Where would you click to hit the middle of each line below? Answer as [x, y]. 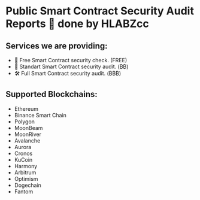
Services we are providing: [57, 46]
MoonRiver [28, 134]
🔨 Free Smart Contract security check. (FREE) [71, 60]
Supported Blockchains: [52, 94]
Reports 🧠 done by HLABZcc [77, 24]
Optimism [26, 178]
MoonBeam [28, 128]
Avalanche [27, 140]
